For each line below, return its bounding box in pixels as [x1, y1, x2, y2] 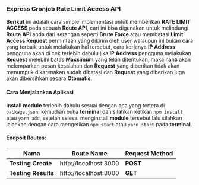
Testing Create [9, 159, 52, 167]
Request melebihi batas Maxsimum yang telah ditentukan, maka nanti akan [6, 56, 191, 63]
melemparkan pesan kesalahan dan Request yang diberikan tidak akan [6, 62, 180, 69]
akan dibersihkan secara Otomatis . [6, 75, 93, 82]
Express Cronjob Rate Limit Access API [6, 5, 121, 13]
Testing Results [9, 168, 55, 177]
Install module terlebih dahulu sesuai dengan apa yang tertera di [6, 101, 165, 109]
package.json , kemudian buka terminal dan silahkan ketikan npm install [6, 108, 183, 115]
